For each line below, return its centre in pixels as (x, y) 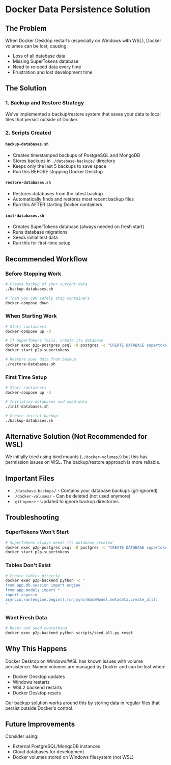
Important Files (30, 478)
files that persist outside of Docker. (42, 119)
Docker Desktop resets (37, 693)
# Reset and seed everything (36, 628)
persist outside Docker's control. (39, 708)
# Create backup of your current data (46, 284)
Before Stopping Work (33, 274)
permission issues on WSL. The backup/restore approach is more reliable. (83, 462)
